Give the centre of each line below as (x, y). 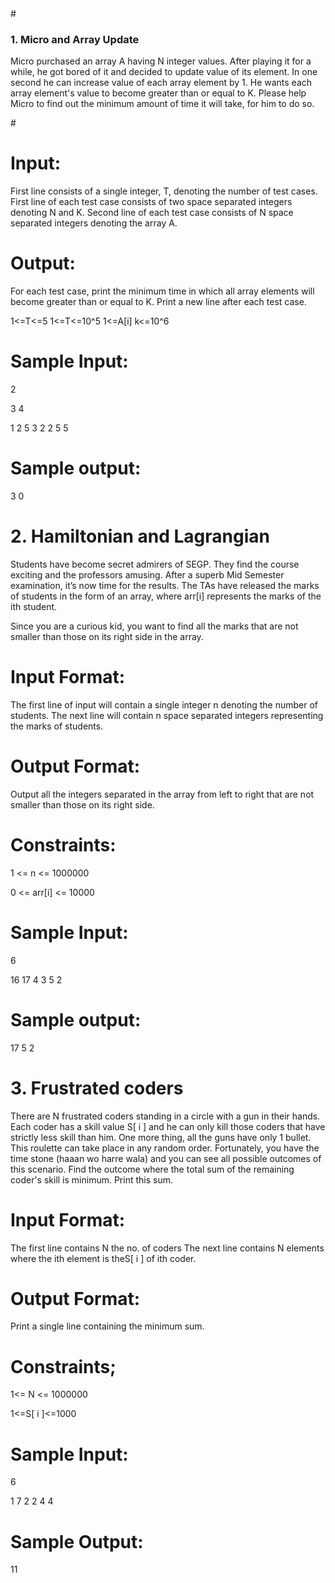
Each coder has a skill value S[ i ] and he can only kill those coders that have (168, 1126)
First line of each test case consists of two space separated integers (151, 202)
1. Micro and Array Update (75, 39)
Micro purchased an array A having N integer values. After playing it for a (161, 61)
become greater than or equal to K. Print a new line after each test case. (158, 302)
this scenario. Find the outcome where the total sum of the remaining (152, 1169)
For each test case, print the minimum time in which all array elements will (162, 291)
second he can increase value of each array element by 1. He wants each (161, 83)
